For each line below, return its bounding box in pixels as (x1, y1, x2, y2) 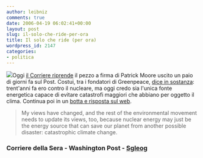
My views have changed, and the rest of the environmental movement (21, 109, 197, 116)
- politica (6, 54, 34, 60)
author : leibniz (6, 9, 48, 15)
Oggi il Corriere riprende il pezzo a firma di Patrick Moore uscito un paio (12, 71, 193, 79)
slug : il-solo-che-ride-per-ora (6, 32, 88, 38)
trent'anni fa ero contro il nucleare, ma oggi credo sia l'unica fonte (6, 84, 173, 92)
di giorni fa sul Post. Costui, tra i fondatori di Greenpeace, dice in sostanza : (6, 78, 195, 85)
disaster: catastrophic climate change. (21, 128, 118, 136)
